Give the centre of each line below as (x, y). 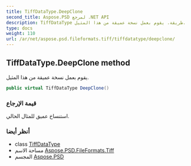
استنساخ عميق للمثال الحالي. (38, 116)
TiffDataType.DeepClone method (68, 63)
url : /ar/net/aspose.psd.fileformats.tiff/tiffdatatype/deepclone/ (91, 39)
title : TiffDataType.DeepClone (45, 12)
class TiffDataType (37, 144)
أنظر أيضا (18, 131)
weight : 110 (21, 34)
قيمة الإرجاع (21, 103)
